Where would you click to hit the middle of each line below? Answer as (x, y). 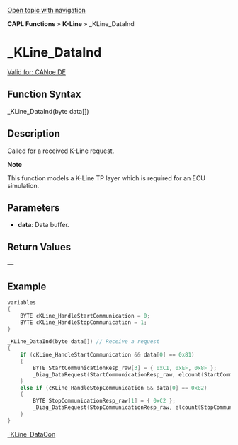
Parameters (34, 208)
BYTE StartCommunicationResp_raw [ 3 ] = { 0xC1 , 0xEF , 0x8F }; (125, 368)
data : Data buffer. (43, 225)
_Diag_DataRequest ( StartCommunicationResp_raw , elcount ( (118, 374)
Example (27, 286)
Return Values (39, 247)
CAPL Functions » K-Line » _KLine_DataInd (71, 24)
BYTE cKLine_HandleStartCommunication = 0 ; (85, 316)
